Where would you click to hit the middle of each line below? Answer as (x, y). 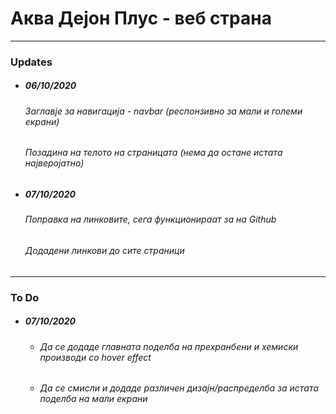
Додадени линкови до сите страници (104, 251)
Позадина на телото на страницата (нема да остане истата (153, 153)
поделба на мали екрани (93, 399)
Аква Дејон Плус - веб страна (141, 18)
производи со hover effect (95, 357)
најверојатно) (54, 163)
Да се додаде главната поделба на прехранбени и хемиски (169, 346)
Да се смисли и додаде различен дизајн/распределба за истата (179, 388)
